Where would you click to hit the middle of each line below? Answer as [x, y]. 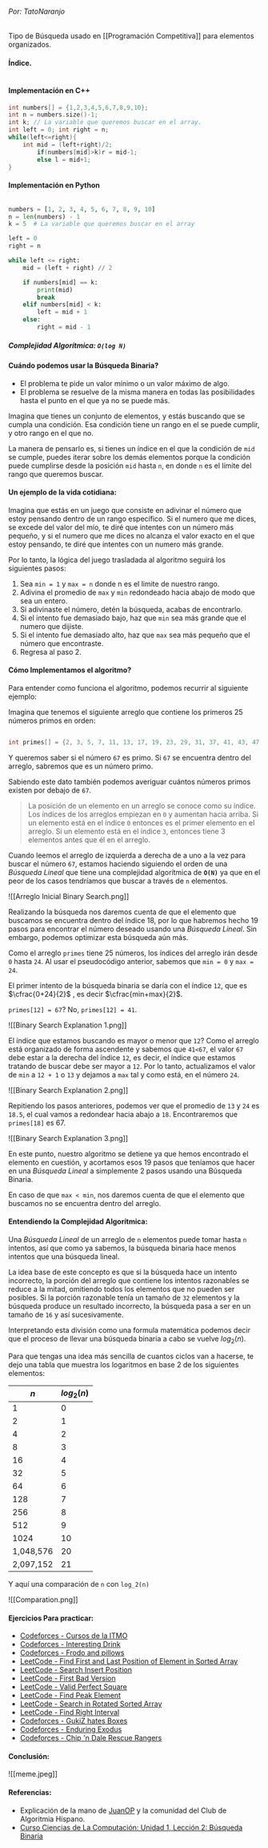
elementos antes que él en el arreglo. [89, 839]
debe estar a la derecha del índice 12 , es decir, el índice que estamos [122, 1057]
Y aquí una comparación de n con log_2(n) [79, 1584]
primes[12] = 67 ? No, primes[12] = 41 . [73, 1009]
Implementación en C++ [49, 91]
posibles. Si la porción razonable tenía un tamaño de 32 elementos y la [124, 1297]
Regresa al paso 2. [50, 652]
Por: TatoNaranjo [37, 11]
